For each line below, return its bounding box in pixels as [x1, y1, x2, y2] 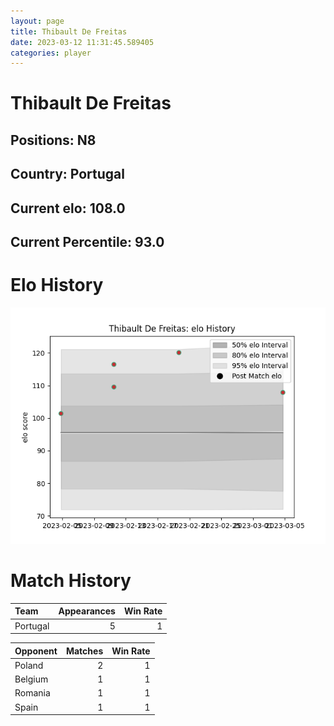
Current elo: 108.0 [10, 200, 126, 217]
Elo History [10, 274, 104, 297]
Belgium [14, 673, 49, 685]
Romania [14, 687, 51, 699]
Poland [14, 659, 44, 671]
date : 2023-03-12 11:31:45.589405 [10, 37, 155, 47]
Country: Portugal [10, 166, 125, 183]
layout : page [10, 16, 65, 26]
